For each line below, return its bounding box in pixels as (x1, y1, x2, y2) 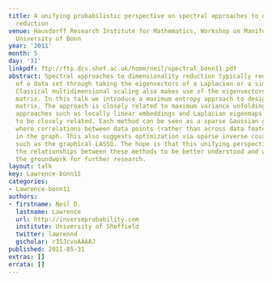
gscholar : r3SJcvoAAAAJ (15, 238, 96, 246)
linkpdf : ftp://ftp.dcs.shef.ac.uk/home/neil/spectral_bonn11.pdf (8, 65, 237, 73)
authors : (8, 192, 38, 201)
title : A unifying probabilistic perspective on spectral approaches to (8, 11, 259, 20)
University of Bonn (15, 34, 82, 43)
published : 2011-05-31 (8, 245, 85, 253)
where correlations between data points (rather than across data (15, 125, 244, 133)
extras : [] (8, 253, 45, 261)
